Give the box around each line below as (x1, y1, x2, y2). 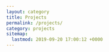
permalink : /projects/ (6, 20, 63, 26)
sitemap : (6, 31, 28, 37)
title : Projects (6, 14, 47, 20)
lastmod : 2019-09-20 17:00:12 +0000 (11, 36, 103, 42)
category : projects (6, 25, 55, 32)
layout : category (6, 8, 50, 15)
